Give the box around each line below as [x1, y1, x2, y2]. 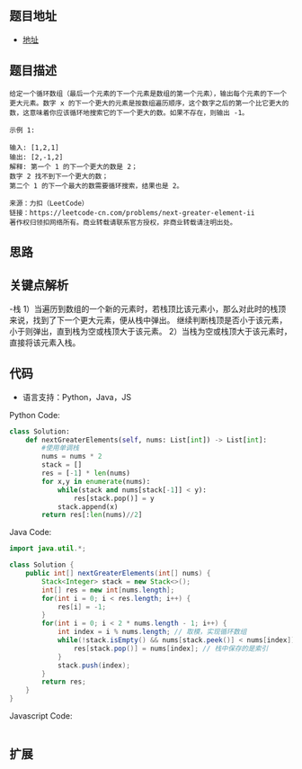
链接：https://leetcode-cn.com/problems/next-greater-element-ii [9, 208, 255, 218]
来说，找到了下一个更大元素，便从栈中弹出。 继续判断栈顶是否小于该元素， [9, 314, 288, 326]
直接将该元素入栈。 [9, 336, 81, 348]
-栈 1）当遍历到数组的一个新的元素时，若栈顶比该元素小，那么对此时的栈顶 [9, 303, 287, 314]
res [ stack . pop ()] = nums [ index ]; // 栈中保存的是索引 [73, 644, 269, 653]
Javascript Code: [9, 711, 73, 721]
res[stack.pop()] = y [73, 494, 155, 503]
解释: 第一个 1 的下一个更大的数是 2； [9, 162, 138, 171]
